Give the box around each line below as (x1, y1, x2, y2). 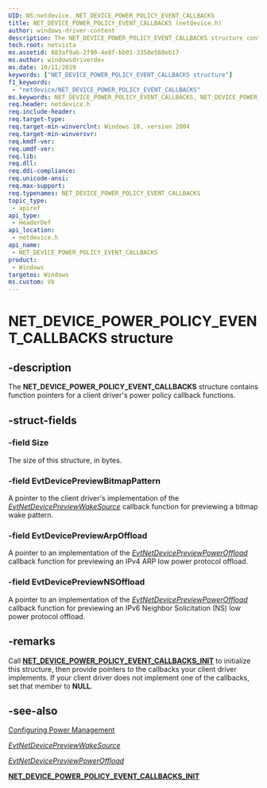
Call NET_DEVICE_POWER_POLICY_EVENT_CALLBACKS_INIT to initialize (8, 656, 251, 665)
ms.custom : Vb (8, 278, 56, 287)
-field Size (8, 437, 49, 448)
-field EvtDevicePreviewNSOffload (8, 576, 145, 587)
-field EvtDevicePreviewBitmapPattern (8, 475, 161, 486)
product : (8, 256, 37, 263)
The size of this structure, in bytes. (8, 455, 122, 465)
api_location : (8, 226, 56, 235)
